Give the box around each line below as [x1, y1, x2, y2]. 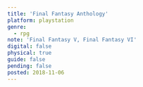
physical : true [7, 50, 52, 57]
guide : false [7, 56, 46, 63]
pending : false [7, 62, 52, 69]
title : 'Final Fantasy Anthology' [7, 10, 109, 18]
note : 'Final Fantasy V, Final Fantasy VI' [7, 36, 137, 43]
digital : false [7, 43, 52, 50]
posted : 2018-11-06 [7, 69, 65, 76]
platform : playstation [7, 17, 74, 24]
